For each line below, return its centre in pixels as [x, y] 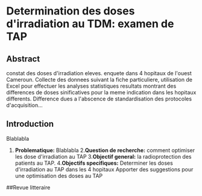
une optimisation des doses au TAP [59, 176]
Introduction [30, 124]
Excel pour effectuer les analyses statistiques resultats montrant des [91, 86]
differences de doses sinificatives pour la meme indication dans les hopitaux [101, 92]
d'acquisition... [25, 105]
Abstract [23, 59]
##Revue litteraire [28, 187]
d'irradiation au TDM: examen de [90, 24]
